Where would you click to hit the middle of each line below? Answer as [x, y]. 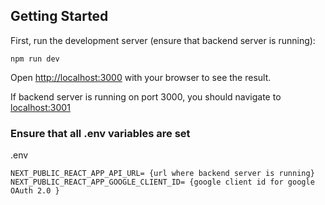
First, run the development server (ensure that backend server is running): [163, 40]
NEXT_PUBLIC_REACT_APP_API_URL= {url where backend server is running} [162, 174]
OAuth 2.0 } [35, 191]
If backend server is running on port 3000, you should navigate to [146, 96]
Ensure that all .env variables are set [100, 133]
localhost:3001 [40, 107]
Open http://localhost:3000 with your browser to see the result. [141, 77]
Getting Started [59, 16]
